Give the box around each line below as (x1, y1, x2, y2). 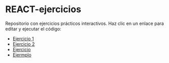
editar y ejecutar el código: (5, 25, 62, 31)
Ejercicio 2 (12, 41, 35, 47)
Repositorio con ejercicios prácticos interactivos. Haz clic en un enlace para (5, 20, 164, 26)
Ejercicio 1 (12, 36, 34, 42)
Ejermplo (12, 52, 31, 58)
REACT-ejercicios (5, 4, 81, 15)
